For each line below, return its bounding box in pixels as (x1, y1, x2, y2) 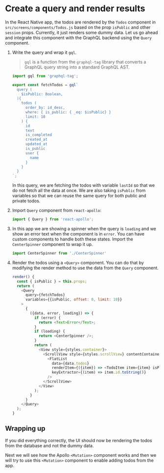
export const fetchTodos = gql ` (12, 82, 78, 87)
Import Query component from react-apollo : (12, 208, 102, 213)
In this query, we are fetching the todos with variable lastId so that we (12, 182, 155, 189)
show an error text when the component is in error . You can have (12, 231, 145, 237)
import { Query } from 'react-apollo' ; (12, 217, 94, 222)
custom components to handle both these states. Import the (12, 236, 134, 242)
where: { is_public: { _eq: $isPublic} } (25, 110, 111, 115)
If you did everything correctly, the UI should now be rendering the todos (5, 437, 152, 443)
